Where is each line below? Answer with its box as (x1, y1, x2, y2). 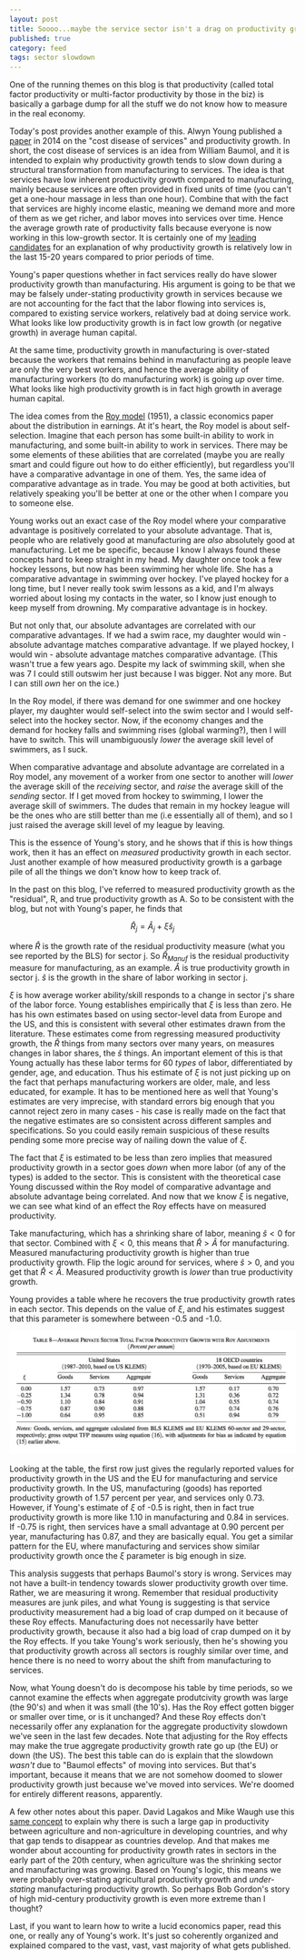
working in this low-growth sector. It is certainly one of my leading (9, 232, 257, 243)
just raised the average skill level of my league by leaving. (9, 820, 225, 831)
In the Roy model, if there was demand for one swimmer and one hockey (9, 696, 281, 707)
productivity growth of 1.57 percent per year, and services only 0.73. (9, 1492, 265, 1503)
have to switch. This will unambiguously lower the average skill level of (9, 734, 274, 745)
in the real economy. (9, 108, 86, 119)
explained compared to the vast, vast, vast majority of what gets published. (9, 1939, 291, 1951)
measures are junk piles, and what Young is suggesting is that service (9, 1597, 271, 1608)
